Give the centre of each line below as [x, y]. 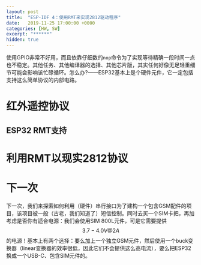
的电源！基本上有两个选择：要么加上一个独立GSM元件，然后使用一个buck [97, 240]
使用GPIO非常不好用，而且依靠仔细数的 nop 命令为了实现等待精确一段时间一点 [101, 57]
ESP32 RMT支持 [37, 130]
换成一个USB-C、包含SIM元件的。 [49, 255]
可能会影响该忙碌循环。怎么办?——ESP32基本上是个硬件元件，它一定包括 [102, 72]
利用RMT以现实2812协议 [67, 158]
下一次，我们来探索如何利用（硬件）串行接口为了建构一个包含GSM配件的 [97, 206]
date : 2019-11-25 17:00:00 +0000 [51, 23]
